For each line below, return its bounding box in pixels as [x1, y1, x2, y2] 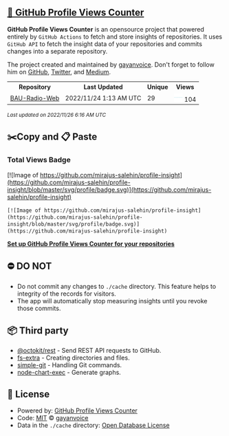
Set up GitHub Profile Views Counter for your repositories [7, 239, 175, 248]
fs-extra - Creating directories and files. [17, 353, 130, 362]
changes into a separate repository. [7, 47, 108, 55]
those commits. [17, 304, 61, 312]
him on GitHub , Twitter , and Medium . [7, 67, 111, 76]
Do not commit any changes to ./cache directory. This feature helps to [17, 282, 217, 290]
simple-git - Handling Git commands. [17, 361, 122, 369]
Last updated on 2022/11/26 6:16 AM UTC [7, 111, 107, 119]
